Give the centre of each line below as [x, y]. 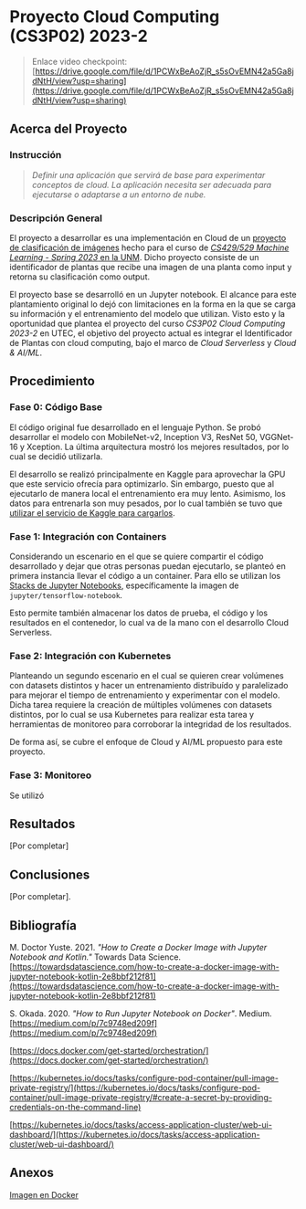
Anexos [32, 1173]
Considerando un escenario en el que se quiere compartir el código [137, 556]
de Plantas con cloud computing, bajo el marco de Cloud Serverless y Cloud [153, 342]
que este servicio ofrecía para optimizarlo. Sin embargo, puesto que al [142, 484]
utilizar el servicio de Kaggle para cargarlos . [92, 512]
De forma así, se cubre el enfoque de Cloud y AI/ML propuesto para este [146, 742]
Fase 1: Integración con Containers [88, 536]
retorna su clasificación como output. [80, 277]
